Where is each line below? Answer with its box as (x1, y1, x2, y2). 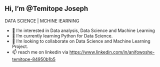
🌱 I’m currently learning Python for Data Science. (11, 32, 113, 38)
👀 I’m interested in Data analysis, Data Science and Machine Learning (11, 27, 155, 33)
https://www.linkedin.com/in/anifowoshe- (69, 49, 155, 55)
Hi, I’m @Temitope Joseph (4, 4, 88, 13)
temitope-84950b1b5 (11, 56, 56, 62)
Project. (11, 43, 28, 49)
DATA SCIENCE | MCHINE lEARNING (4, 17, 79, 23)
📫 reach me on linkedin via (11, 49, 68, 55)
